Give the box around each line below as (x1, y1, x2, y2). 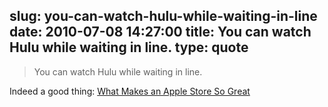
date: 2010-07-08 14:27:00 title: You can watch (9, 24, 312, 41)
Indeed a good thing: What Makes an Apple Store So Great (9, 85, 251, 97)
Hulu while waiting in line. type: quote (9, 39, 249, 56)
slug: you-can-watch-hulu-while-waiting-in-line (9, 8, 318, 25)
